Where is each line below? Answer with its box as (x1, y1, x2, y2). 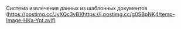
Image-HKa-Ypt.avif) (6, 17, 56, 23)
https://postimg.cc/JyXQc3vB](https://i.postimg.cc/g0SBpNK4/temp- (8, 11, 175, 18)
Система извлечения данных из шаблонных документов (6, 5, 148, 11)
